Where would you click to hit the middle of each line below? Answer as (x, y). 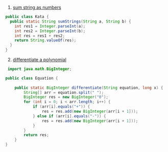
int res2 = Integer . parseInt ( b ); (50, 31)
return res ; (37, 135)
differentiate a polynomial (39, 60)
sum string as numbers (37, 7)
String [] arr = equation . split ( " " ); (64, 92)
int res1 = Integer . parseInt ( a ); (50, 26)
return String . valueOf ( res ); (45, 40)
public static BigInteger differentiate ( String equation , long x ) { (89, 88)
